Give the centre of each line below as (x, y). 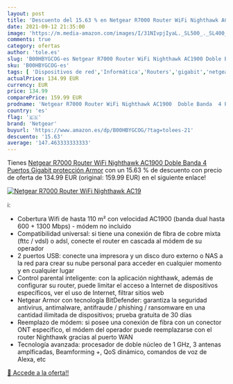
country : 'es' (28, 111)
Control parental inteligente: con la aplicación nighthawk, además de (115, 278)
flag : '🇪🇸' (24, 117)
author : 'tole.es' (34, 53)
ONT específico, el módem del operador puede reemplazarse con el (114, 330)
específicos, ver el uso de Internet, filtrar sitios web (90, 293)
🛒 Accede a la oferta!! (38, 373)
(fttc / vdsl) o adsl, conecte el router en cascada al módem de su (110, 241)
